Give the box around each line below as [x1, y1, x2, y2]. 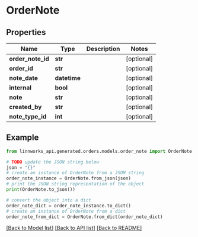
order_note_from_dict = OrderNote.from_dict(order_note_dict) [6, 214, 163, 220]
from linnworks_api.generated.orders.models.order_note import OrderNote [6, 148, 193, 154]
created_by [9, 103, 42, 111]
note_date [9, 74, 39, 82]
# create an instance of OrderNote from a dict [6, 208, 126, 214]
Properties [6, 27, 46, 37]
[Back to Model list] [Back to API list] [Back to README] [6, 225, 142, 232]
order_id [9, 65, 34, 72]
